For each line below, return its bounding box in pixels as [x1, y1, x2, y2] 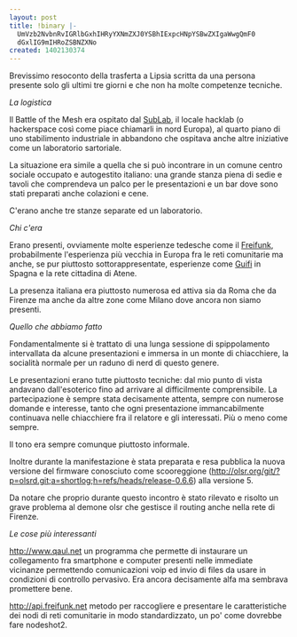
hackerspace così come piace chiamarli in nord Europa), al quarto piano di [9, 123, 281, 134]
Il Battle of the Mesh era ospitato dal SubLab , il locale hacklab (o [9, 115, 244, 125]
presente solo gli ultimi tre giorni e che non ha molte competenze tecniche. [9, 80, 283, 91]
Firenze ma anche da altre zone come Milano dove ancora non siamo [9, 295, 262, 306]
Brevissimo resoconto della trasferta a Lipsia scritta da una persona [9, 70, 255, 81]
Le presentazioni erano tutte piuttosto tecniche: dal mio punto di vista [9, 375, 263, 386]
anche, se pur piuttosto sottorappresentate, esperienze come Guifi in [9, 259, 262, 269]
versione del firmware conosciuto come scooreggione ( [9, 466, 212, 476]
